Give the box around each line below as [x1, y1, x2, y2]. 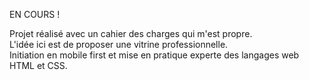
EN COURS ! [9, 9, 61, 20]
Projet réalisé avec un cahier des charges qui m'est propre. [9, 28, 253, 39]
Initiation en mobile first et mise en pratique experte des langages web [9, 49, 300, 61]
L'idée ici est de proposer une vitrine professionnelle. [9, 39, 229, 50]
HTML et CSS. [9, 60, 68, 71]
